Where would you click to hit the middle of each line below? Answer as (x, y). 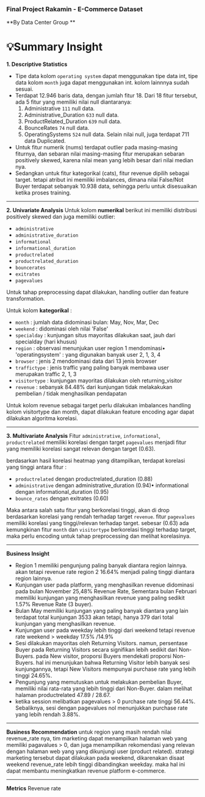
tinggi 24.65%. (34, 676)
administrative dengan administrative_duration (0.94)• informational (102, 485)
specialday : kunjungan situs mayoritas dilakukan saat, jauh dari (95, 335)
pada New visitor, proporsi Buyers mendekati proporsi (104, 656)
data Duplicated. (45, 141)
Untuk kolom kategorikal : (39, 310)
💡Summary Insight (54, 47)
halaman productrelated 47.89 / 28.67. (63, 695)
